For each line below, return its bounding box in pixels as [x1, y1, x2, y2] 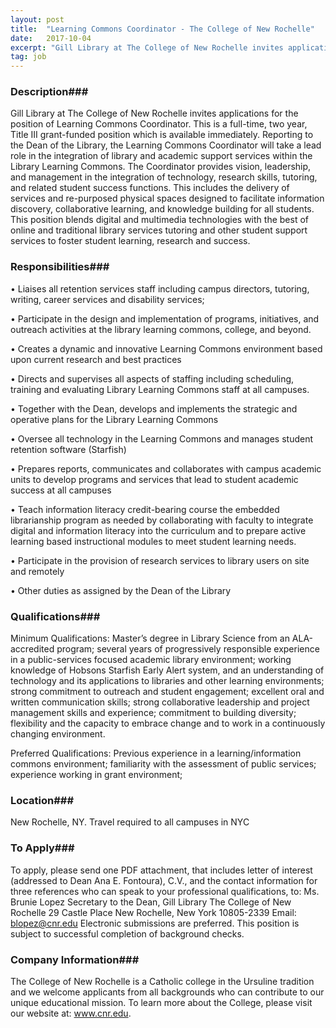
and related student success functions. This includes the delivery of [10, 182, 290, 194]
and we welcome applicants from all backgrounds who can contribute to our [10, 986, 325, 998]
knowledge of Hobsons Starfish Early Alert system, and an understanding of [10, 664, 325, 676]
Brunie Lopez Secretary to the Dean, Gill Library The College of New [10, 896, 292, 908]
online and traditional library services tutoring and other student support [10, 224, 308, 236]
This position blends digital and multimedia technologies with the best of [10, 214, 309, 226]
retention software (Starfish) [10, 443, 127, 455]
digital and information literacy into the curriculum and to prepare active [10, 524, 307, 536]
